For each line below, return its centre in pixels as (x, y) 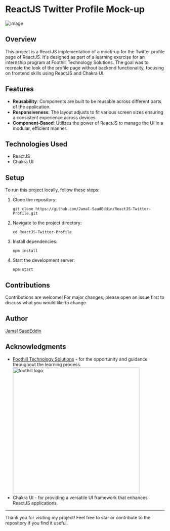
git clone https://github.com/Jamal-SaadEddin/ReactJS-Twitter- (82, 209)
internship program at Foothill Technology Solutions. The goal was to (77, 62)
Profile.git (25, 214)
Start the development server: (44, 260)
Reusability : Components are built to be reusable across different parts (87, 101)
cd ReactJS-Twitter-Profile (42, 232)
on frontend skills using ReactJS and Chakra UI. (55, 73)
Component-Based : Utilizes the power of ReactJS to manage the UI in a (88, 123)
